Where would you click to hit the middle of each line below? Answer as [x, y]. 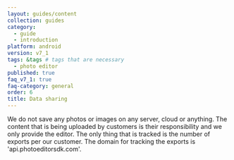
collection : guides [36, 20]
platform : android [34, 47]
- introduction [36, 40]
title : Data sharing [38, 99]
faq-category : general [41, 86]
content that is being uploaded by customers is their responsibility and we [115, 127]
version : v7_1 [28, 54]
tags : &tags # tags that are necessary [66, 60]
